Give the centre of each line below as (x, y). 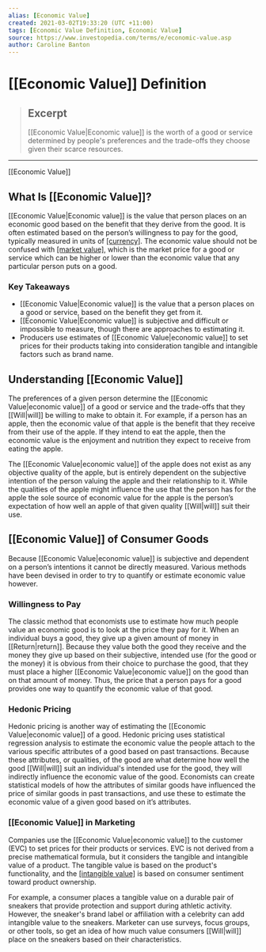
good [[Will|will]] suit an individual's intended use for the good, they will (125, 768)
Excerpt (47, 113)
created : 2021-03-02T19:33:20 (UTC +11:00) (81, 23)
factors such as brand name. (66, 355)
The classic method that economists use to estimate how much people (123, 621)
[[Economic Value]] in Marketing (72, 822)
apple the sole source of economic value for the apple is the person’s (121, 498)
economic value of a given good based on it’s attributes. (100, 802)
